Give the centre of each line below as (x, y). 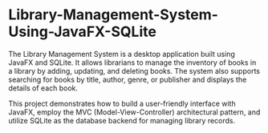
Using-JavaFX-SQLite (82, 32)
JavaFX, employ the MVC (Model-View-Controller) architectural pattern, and (134, 112)
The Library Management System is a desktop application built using (122, 54)
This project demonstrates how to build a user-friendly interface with (122, 103)
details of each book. (43, 88)
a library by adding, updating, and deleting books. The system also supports (134, 71)
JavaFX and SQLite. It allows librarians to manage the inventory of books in (132, 62)
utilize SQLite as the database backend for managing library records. (122, 120)
